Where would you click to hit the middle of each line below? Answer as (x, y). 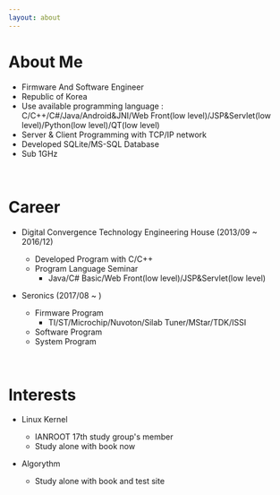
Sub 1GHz (39, 153)
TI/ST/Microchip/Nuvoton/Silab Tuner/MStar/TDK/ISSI (147, 322)
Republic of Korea (54, 96)
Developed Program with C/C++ (94, 259)
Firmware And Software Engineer (82, 87)
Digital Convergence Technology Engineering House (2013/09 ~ (139, 232)
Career (34, 207)
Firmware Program (69, 313)
